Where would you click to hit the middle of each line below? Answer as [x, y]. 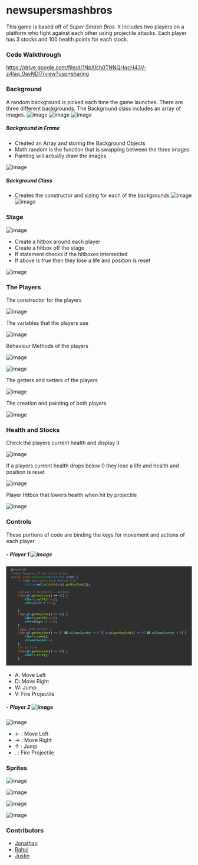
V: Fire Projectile [34, 693]
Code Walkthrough [34, 54]
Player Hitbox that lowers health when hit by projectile [72, 495]
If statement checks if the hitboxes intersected [71, 254]
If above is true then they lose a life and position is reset [82, 260]
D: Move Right [32, 681]
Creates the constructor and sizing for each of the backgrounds [92, 195]
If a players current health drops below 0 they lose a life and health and [93, 466]
